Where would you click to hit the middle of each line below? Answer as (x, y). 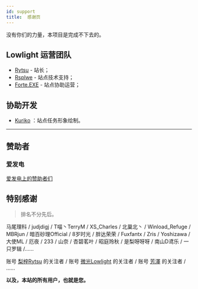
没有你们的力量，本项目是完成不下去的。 (55, 34)
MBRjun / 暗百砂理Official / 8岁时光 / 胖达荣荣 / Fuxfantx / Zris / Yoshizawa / (98, 234)
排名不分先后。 (39, 214)
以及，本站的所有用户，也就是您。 (47, 280)
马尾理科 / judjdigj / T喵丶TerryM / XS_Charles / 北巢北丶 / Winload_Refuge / (98, 227)
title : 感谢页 (23, 17)
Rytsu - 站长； (32, 70)
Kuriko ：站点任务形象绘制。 (49, 121)
